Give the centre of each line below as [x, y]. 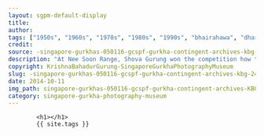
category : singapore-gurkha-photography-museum [88, 96]
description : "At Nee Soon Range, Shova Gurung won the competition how [130, 60]
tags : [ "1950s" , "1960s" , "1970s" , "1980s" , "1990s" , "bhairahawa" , [123, 37]
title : [19, 23]
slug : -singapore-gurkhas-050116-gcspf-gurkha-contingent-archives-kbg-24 [133, 74]
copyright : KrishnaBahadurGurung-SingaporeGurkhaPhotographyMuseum [121, 67]
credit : [21, 45]
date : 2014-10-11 [37, 81]
